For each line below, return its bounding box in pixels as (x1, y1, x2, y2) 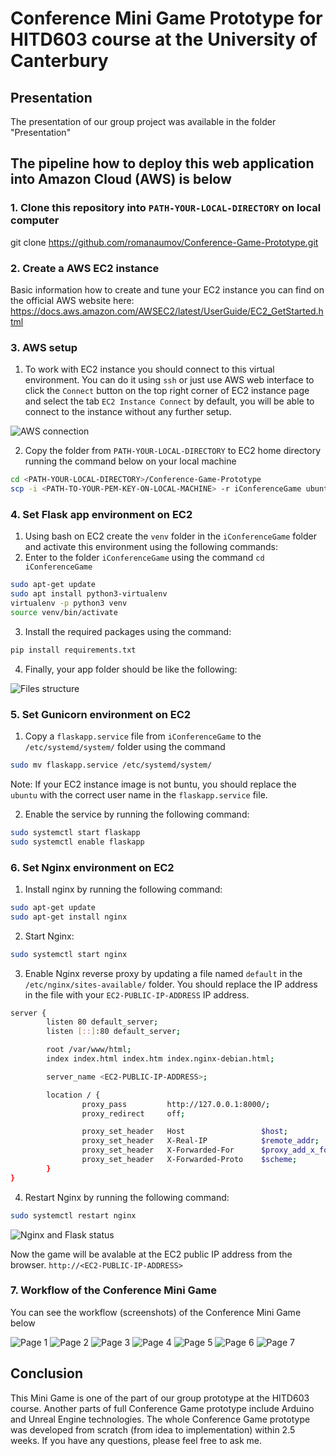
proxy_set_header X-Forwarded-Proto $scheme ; (81, 1155, 298, 1165)
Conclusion (10, 1365, 84, 1382)
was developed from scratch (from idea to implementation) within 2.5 (10, 1423, 296, 1436)
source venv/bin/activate (10, 607, 118, 617)
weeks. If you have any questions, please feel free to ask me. (10, 1434, 263, 1446)
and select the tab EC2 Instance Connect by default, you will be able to (24, 395, 315, 407)
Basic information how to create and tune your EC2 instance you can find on (10, 283, 325, 296)
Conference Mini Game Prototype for (10, 7, 323, 30)
